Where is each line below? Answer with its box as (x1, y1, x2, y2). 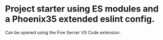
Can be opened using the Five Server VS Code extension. (5, 29, 121, 35)
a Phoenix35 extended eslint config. (5, 13, 155, 25)
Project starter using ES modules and (5, 3, 159, 14)
